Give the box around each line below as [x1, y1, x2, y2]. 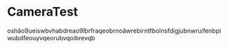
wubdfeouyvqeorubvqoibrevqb [7, 33, 95, 42]
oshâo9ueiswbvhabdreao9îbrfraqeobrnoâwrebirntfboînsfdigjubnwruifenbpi [7, 27, 221, 35]
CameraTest [7, 4, 78, 20]
